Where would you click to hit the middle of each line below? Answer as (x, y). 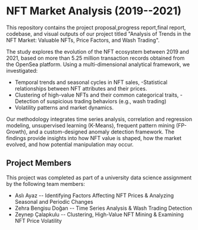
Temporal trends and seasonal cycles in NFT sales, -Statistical (91, 82)
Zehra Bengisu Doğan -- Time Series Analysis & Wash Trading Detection (103, 208)
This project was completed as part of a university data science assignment (99, 178)
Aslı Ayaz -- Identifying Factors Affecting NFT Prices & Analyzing (94, 195)
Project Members (39, 163)
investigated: (22, 70)
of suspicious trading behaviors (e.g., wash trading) (103, 101)
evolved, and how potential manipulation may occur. (70, 144)
